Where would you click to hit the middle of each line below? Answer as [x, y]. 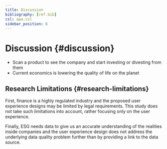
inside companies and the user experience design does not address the [79, 131]
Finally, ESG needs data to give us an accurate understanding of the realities [83, 126]
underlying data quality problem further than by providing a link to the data [82, 137]
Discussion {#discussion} [60, 48]
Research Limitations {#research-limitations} [77, 89]
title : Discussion [24, 10]
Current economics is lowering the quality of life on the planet [76, 73]
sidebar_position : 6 [27, 24]
